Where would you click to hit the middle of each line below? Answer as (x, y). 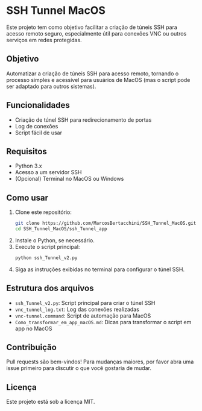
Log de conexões (36, 126)
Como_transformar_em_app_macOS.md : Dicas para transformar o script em (103, 322)
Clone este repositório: (43, 212)
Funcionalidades (38, 105)
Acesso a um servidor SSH (48, 172)
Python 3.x (28, 166)
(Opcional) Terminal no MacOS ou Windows (69, 179)
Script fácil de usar (38, 133)
